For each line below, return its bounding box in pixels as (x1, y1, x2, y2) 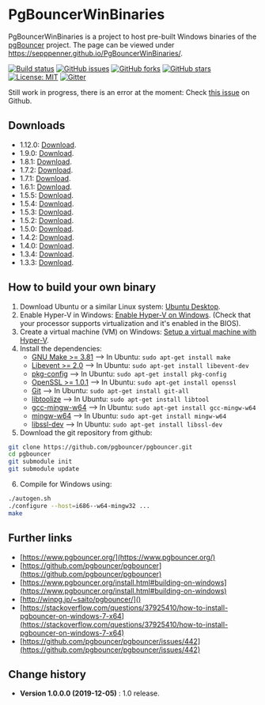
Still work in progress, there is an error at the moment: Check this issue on (8, 87, 251, 97)
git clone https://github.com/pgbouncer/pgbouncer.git (8, 443, 193, 451)
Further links (8, 532, 73, 545)
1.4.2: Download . (19, 232, 75, 242)
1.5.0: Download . (19, 224, 74, 233)
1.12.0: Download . (19, 140, 77, 150)
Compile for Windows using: (19, 479, 112, 489)
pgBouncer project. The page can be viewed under (8, 40, 175, 49)
